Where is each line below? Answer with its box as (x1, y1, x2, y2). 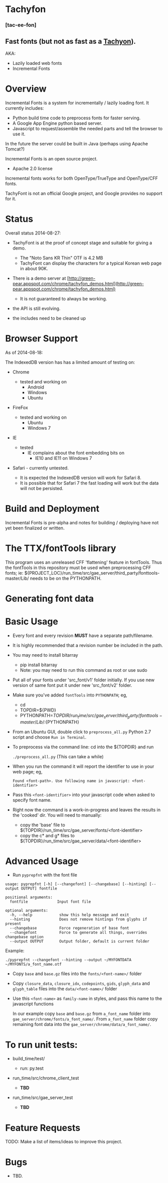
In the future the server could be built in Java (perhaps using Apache (5, 140, 148, 146)
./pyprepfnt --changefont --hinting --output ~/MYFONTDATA (5, 958, 132, 963)
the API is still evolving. (12, 305, 61, 311)
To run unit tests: (5, 1039, 78, 1050)
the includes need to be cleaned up (12, 315, 87, 321)
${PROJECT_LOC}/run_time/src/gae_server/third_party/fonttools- (24, 570, 160, 576)
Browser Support (5, 333, 78, 344)
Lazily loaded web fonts (12, 60, 62, 66)
